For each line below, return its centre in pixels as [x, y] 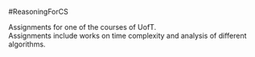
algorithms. [27, 44]
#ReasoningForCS [38, 12]
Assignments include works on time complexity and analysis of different [127, 36]
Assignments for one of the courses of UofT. [82, 27]
